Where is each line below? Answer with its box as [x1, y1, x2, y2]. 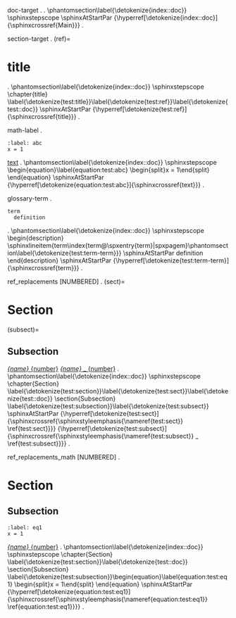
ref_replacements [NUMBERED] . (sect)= [7, 277, 125, 286]
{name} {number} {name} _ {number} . [7, 364, 120, 372]
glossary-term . [7, 194, 52, 203]
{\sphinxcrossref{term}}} [7, 263, 80, 272]
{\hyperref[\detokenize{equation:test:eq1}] [7, 587, 131, 595]
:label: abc [7, 139, 42, 146]
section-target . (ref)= [7, 34, 71, 43]
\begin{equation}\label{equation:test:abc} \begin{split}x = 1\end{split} [7, 165, 210, 174]
